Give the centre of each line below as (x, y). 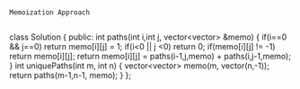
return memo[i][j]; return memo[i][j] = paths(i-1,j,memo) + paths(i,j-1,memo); (150, 56)
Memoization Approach (50, 13)
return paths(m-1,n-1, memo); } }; (71, 75)
